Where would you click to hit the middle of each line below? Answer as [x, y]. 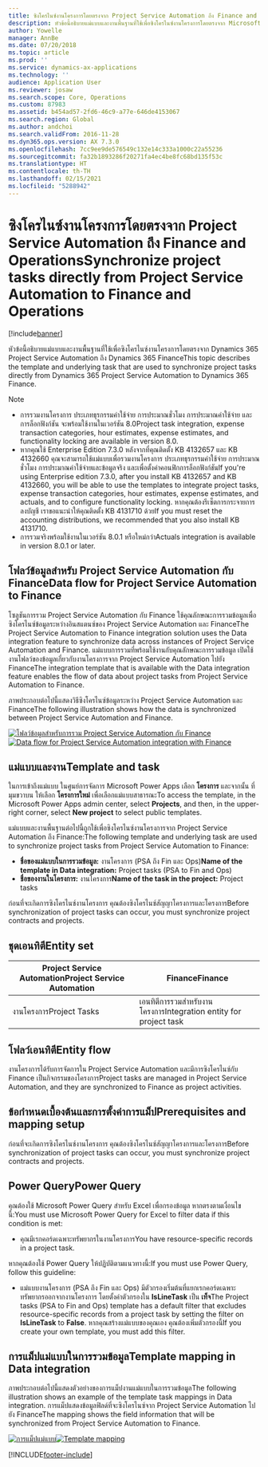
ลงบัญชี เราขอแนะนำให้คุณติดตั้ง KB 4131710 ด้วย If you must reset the [121, 510]
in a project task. [47, 1248]
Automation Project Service [72, 978]
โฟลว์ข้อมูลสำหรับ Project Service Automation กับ [121, 571]
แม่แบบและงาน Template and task [84, 767]
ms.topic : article [39, 53]
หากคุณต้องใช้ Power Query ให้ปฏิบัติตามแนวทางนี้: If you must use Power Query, [128, 1263]
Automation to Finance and [100, 294]
